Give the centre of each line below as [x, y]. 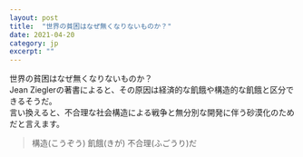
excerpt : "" [32, 52]
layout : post [34, 18]
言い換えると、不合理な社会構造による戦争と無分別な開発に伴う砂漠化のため [152, 113]
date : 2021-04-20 [42, 34]
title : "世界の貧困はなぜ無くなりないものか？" [91, 26]
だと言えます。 [37, 124]
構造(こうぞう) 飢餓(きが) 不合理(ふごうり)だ [114, 143]
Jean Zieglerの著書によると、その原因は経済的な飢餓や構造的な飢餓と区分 [148, 90]
